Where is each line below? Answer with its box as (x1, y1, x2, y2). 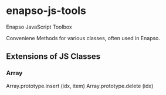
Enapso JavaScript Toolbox (6, 23, 72, 30)
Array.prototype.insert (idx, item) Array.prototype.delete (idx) (6, 82, 154, 89)
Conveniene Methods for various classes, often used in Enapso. (6, 34, 160, 41)
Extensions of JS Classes (6, 51, 101, 62)
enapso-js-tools (6, 4, 86, 17)
